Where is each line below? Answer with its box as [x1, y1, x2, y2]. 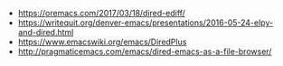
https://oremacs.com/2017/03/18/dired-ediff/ [17, 8, 185, 18]
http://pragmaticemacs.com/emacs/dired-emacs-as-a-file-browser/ [17, 46, 272, 57]
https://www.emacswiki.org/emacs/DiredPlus [17, 36, 187, 47]
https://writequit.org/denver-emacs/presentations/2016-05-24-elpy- [17, 17, 274, 28]
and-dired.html [17, 27, 74, 37]
